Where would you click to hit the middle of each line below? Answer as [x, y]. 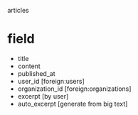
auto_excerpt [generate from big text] [73, 104]
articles [18, 10]
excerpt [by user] [43, 96]
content [29, 66]
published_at [36, 73]
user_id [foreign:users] [51, 81]
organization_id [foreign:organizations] [74, 89]
